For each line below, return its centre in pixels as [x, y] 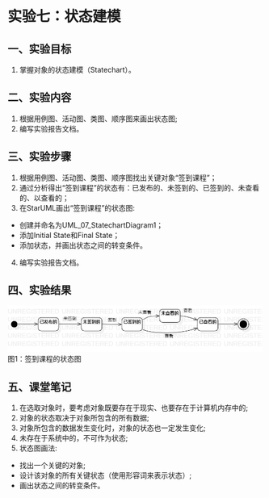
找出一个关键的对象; [53, 466]
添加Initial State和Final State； [69, 235]
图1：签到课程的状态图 [44, 359]
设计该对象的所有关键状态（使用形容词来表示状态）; [105, 475]
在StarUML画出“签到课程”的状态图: [77, 207]
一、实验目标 [40, 49]
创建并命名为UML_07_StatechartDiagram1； [91, 225]
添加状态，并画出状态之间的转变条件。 [83, 245]
